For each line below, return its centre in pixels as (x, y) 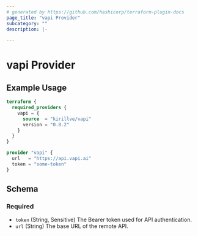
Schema (22, 189)
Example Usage (37, 87)
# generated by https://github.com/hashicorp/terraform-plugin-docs (95, 12)
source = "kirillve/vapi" (57, 119)
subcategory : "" (27, 23)
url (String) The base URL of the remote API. (71, 226)
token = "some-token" (39, 164)
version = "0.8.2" (46, 124)
